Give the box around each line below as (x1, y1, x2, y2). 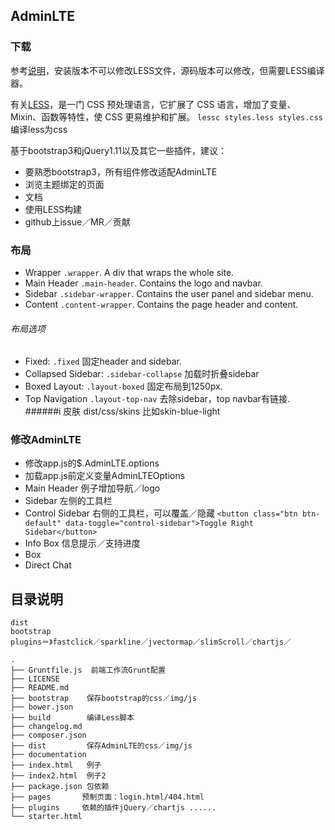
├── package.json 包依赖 (10, 782, 110, 792)
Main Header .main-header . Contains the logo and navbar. (24, 277, 263, 289)
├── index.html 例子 (10, 760, 102, 771)
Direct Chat (24, 559, 72, 571)
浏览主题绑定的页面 (24, 178, 105, 190)
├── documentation (10, 750, 87, 760)
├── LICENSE (10, 674, 60, 684)
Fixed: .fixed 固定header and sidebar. (24, 355, 182, 368)
